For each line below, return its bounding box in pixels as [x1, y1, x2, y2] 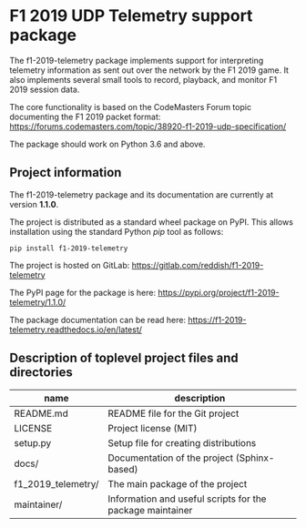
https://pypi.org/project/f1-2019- [158, 287, 280, 298]
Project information [9, 165, 122, 180]
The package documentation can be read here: [9, 314, 187, 325]
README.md [14, 407, 68, 420]
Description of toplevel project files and [9, 350, 239, 366]
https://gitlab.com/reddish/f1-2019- [131, 259, 264, 270]
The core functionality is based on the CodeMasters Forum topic [9, 101, 252, 112]
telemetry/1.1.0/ [9, 297, 66, 308]
